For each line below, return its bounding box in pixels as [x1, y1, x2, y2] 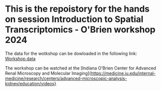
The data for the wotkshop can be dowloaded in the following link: [5, 50, 137, 56]
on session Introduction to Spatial [5, 14, 144, 25]
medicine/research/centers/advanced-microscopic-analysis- [5, 75, 127, 81]
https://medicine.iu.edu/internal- [91, 70, 156, 76]
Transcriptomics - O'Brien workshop [5, 24, 156, 35]
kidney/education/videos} [5, 80, 57, 86]
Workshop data [5, 55, 36, 61]
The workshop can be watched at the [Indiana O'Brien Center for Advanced [5, 65, 156, 71]
